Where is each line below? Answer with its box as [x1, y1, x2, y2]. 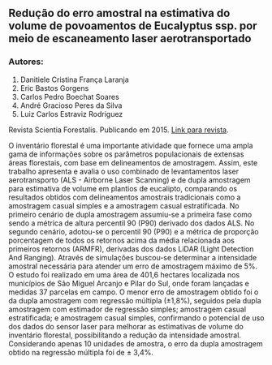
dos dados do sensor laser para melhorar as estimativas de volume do [8, 321, 244, 331]
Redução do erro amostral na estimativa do [8, 6, 231, 20]
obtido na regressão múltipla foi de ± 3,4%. [8, 347, 154, 357]
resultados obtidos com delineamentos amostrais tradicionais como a [8, 192, 241, 202]
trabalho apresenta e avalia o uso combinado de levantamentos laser [8, 166, 240, 176]
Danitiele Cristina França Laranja [19, 75, 130, 84]
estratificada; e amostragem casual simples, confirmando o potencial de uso [8, 312, 265, 323]
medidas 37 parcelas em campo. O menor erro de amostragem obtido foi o [8, 287, 259, 297]
